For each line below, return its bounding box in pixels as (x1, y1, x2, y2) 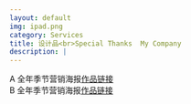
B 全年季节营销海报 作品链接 (9, 85, 114, 96)
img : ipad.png (9, 22, 64, 31)
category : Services (9, 30, 84, 39)
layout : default (9, 13, 71, 23)
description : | (9, 47, 68, 57)
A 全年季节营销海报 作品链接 (9, 74, 114, 85)
